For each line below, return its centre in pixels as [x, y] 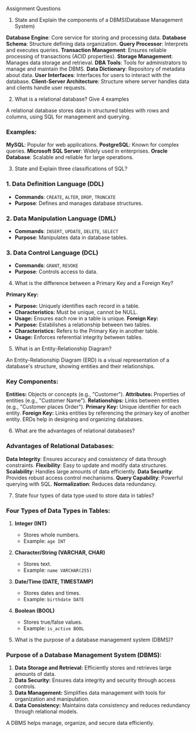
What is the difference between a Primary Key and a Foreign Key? [94, 283]
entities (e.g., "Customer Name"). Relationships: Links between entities [93, 400]
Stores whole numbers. [51, 535]
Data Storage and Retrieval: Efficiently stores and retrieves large [93, 668]
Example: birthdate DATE [54, 599]
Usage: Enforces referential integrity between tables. [79, 337]
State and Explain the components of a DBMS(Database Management [99, 20]
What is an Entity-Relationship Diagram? [63, 349]
